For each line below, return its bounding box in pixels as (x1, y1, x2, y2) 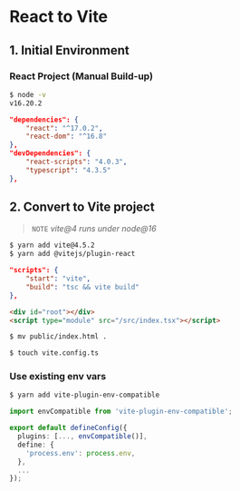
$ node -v (9, 90, 47, 99)
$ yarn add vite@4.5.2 (9, 241, 95, 250)
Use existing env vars (9, 370, 107, 383)
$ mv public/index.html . (9, 332, 107, 341)
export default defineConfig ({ (9, 424, 128, 433)
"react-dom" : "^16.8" (25, 132, 107, 142)
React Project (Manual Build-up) (9, 70, 154, 83)
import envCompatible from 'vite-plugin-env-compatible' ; (9, 407, 233, 417)
